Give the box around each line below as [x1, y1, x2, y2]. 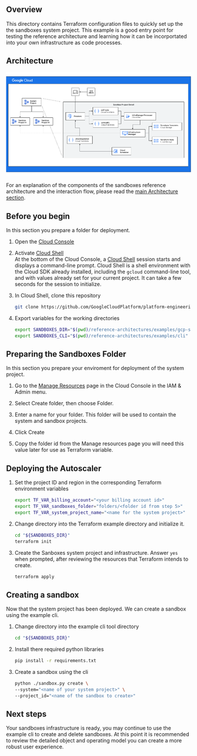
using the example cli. [6, 612, 59, 619]
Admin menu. [14, 388, 47, 395]
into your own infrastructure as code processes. [6, 39, 122, 46]
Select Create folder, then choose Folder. [14, 400, 114, 407]
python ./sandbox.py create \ [14, 680, 89, 686]
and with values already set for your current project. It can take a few [14, 274, 182, 281]
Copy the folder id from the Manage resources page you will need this [14, 440, 184, 448]
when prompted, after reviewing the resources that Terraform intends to [14, 555, 189, 562]
